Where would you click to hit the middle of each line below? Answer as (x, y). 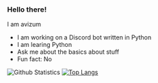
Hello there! (27, 10)
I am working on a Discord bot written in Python (84, 37)
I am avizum (24, 24)
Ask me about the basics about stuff (68, 52)
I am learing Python (44, 45)
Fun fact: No (35, 59)
